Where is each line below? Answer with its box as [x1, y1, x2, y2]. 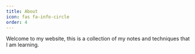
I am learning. [6, 41, 39, 48]
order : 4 [6, 19, 28, 25]
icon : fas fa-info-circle [6, 14, 69, 20]
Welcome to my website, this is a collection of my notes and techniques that [6, 35, 190, 42]
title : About [6, 8, 38, 15]
